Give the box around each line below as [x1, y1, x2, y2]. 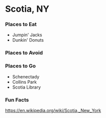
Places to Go [5, 63, 36, 70]
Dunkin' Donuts [12, 37, 44, 43]
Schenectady [12, 73, 39, 79]
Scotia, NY [5, 3, 50, 15]
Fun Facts [5, 96, 29, 103]
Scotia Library [12, 84, 41, 90]
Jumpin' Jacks [12, 32, 42, 38]
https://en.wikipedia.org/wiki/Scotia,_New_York [5, 108, 101, 113]
